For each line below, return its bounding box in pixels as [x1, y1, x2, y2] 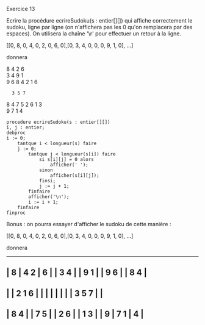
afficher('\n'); [28, 194, 70, 200]
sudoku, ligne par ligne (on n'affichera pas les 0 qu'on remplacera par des [6, 24, 193, 30]
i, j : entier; [6, 124, 45, 130]
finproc [6, 210, 26, 216]
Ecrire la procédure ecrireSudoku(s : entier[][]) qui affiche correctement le [6, 17, 193, 24]
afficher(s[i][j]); [49, 173, 99, 179]
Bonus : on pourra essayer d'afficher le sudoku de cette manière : [6, 221, 171, 227]
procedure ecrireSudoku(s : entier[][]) [6, 119, 111, 125]
